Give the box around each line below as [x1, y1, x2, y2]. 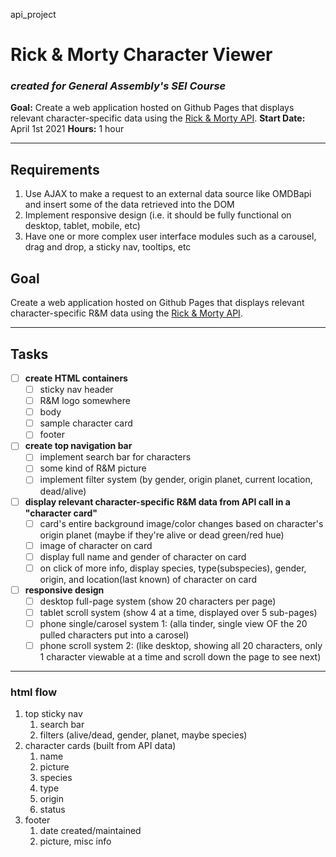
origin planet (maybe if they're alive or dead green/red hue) [39, 529, 285, 541]
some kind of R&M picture [39, 462, 147, 474]
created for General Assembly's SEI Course [10, 79, 227, 93]
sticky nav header [39, 383, 114, 395]
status [39, 804, 66, 816]
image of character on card [39, 539, 153, 551]
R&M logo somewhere [39, 395, 131, 407]
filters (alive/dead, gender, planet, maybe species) [39, 729, 248, 741]
